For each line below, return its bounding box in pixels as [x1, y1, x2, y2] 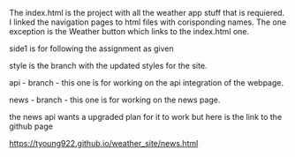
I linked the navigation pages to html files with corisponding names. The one [9, 17, 287, 27]
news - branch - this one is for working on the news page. [9, 94, 221, 105]
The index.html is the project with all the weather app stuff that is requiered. [9, 8, 285, 18]
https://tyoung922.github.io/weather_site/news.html [9, 138, 199, 148]
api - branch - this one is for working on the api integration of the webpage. [9, 78, 284, 87]
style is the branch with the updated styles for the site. [9, 61, 208, 71]
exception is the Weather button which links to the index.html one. [9, 26, 250, 36]
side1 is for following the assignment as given [9, 43, 174, 54]
